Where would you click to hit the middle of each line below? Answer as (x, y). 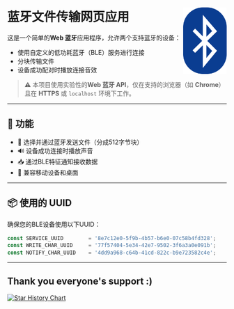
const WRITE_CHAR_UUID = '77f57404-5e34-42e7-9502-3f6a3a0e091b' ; (112, 246)
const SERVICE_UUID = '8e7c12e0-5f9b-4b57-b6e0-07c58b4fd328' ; (112, 238)
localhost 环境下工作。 (102, 93)
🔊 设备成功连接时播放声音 (55, 150)
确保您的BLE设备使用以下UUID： (54, 224)
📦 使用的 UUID (39, 203)
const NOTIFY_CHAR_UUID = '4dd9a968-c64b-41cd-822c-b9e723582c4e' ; (112, 253)
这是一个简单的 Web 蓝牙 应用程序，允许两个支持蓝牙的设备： (94, 38)
